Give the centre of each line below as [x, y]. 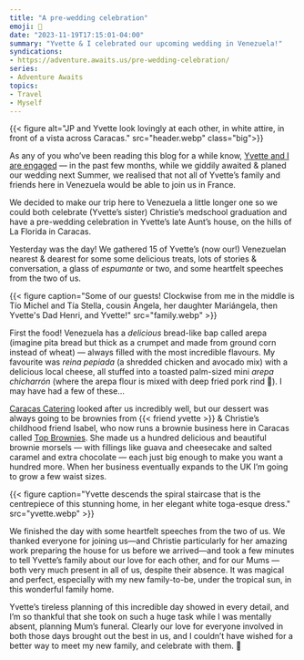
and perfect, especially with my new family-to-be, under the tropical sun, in [151, 580]
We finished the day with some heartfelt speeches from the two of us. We [147, 531]
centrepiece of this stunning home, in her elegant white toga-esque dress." [150, 504]
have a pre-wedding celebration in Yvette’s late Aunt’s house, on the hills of [151, 222]
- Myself [26, 103]
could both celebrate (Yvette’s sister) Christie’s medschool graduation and [148, 212]
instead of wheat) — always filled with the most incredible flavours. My [142, 353]
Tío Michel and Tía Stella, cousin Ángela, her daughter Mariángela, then [143, 305]
